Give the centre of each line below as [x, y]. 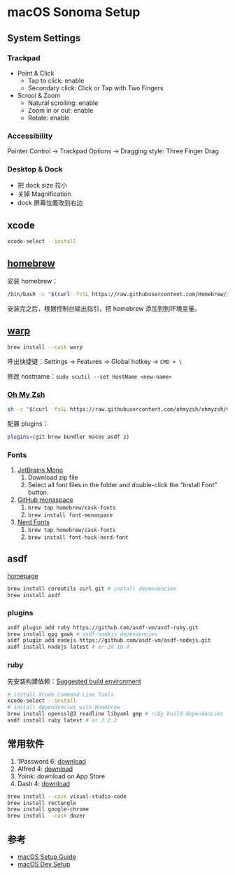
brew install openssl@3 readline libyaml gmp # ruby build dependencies [115, 714]
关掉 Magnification [44, 194]
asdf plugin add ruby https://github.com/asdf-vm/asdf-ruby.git [103, 627]
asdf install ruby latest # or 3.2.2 [62, 721]
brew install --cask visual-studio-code [67, 796]
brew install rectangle [42, 803]
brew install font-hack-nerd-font [78, 537]
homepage [23, 575]
